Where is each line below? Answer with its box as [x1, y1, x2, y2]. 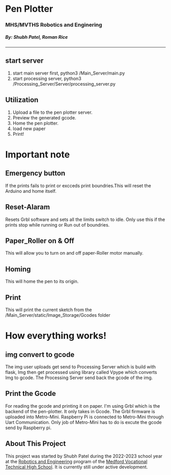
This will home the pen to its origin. [5, 279, 79, 285]
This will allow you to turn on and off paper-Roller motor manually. [5, 250, 144, 256]
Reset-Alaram [5, 203, 50, 212]
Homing [5, 265, 31, 273]
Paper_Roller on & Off [5, 236, 75, 245]
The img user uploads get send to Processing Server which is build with [5, 363, 156, 370]
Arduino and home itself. [5, 188, 57, 194]
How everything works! [5, 330, 107, 342]
